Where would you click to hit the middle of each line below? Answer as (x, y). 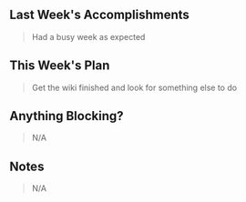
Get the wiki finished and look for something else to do (134, 87)
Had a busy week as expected (88, 36)
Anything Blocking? (67, 116)
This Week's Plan (60, 66)
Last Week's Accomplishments (99, 15)
